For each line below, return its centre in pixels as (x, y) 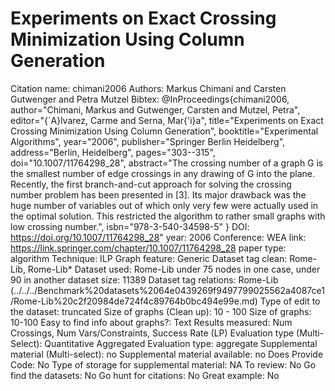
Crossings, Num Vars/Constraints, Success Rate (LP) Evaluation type (152, 333)
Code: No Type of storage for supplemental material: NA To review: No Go (163, 364)
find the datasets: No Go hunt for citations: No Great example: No (145, 375)
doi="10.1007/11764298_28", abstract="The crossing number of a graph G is (167, 163)
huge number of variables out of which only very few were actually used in (164, 205)
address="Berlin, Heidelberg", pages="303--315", (113, 152)
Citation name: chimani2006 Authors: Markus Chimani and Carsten (148, 88)
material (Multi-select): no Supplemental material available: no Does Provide (167, 354)
